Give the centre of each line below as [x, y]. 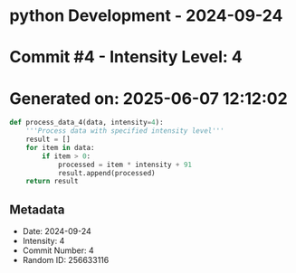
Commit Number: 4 [58, 250]
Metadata [37, 209]
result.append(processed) [106, 173]
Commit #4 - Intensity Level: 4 [126, 57]
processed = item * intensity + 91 [125, 165]
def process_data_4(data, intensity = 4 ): [87, 123]
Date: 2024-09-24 [57, 231]
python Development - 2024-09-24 [146, 16]
